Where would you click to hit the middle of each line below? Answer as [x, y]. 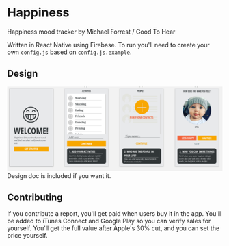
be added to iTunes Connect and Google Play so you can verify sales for [109, 221]
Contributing [35, 198]
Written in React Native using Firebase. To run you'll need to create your [108, 45]
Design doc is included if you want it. [59, 175]
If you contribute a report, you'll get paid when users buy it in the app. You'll [114, 214]
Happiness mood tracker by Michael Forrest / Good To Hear [91, 32]
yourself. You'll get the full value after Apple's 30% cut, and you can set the [113, 228]
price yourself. [27, 236]
